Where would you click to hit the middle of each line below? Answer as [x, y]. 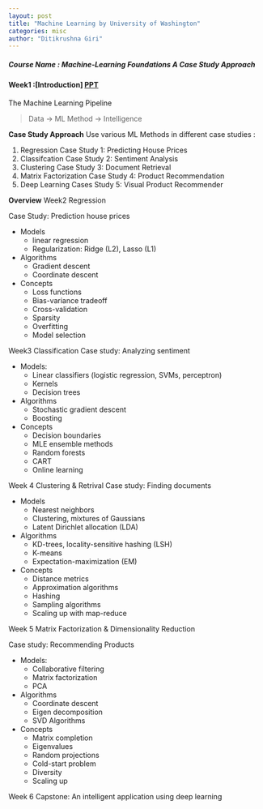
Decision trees [56, 392]
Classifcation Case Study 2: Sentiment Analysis [99, 158]
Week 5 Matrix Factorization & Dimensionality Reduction [102, 628]
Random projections [66, 755]
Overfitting [50, 326]
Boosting [47, 417]
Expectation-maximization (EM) [85, 561]
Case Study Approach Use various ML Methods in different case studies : [132, 134]
